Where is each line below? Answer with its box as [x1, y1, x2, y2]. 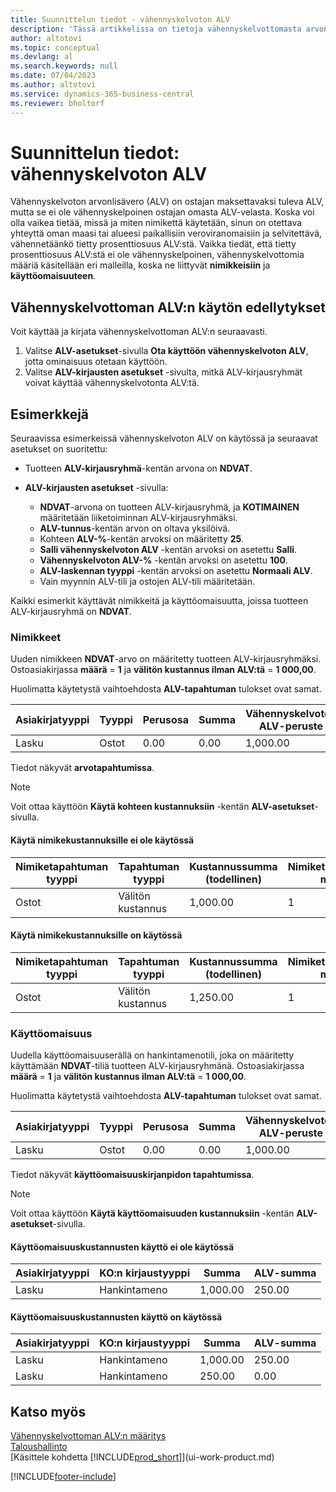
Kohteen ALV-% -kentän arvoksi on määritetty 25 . [39, 533, 245, 545]
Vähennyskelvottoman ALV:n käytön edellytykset [10, 299, 326, 316]
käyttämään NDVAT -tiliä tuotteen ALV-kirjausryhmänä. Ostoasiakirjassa [10, 1060, 305, 1072]
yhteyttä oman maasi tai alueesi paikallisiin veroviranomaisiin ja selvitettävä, [10, 227, 323, 240]
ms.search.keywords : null [10, 61, 118, 71]
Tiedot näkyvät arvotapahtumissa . [10, 762, 155, 774]
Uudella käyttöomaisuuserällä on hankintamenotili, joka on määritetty [10, 1049, 295, 1061]
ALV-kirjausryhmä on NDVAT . [10, 606, 133, 618]
